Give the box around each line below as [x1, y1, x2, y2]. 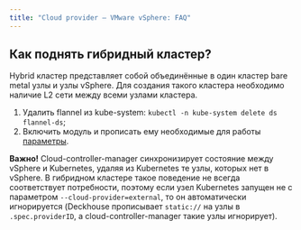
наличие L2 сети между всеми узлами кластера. [9, 89, 198, 100]
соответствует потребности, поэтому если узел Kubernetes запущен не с [9, 182, 293, 193]
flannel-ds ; [22, 116, 66, 127]
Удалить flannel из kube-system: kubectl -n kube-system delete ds [22, 107, 278, 118]
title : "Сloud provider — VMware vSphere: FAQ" [9, 13, 192, 23]
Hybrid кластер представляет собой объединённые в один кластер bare [9, 70, 288, 81]
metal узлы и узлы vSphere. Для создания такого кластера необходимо [9, 80, 285, 91]
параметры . [22, 136, 69, 147]
